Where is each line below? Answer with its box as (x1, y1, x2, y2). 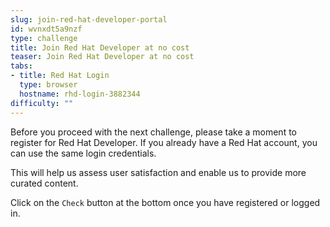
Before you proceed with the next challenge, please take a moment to (10, 126, 297, 138)
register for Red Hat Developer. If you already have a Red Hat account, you (10, 136, 318, 148)
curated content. (10, 177, 79, 189)
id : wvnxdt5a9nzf (10, 24, 83, 34)
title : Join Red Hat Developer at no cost (10, 42, 190, 53)
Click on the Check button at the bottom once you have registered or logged (10, 196, 321, 208)
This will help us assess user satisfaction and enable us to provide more (10, 166, 307, 178)
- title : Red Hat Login (10, 71, 110, 81)
